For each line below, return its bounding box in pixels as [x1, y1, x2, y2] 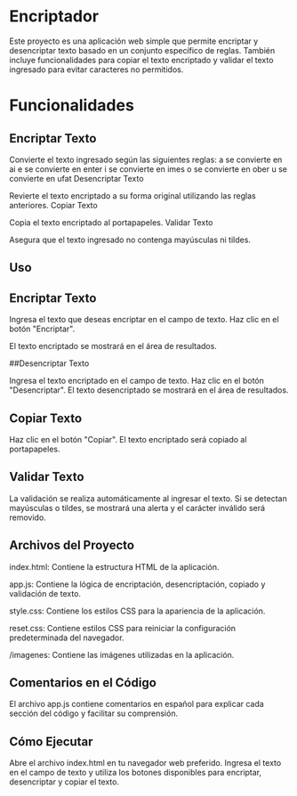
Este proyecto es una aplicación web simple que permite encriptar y [9, 36, 259, 46]
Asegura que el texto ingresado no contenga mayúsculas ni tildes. [9, 234, 252, 245]
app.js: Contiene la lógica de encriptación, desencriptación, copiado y [9, 579, 266, 589]
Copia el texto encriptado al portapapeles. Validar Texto [9, 216, 213, 228]
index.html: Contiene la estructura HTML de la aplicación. [9, 561, 220, 572]
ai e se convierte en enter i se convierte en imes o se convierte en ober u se [9, 163, 287, 175]
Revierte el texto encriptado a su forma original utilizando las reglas [9, 190, 256, 201]
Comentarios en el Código [9, 675, 157, 690]
